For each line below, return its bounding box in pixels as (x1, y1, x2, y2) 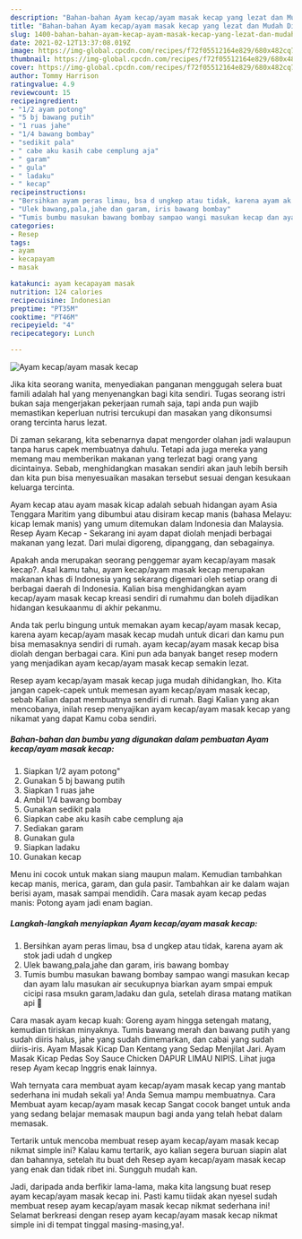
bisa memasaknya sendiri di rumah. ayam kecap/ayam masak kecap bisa (10, 639, 280, 650)
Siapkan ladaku (22, 841, 81, 852)
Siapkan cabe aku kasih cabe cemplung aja (22, 813, 184, 824)
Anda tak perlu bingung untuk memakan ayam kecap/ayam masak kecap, (10, 620, 281, 630)
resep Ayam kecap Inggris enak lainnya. (10, 1063, 158, 1073)
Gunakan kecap (22, 851, 82, 862)
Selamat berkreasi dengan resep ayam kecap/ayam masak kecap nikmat (10, 1209, 279, 1220)
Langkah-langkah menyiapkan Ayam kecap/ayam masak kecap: (10, 917, 258, 928)
